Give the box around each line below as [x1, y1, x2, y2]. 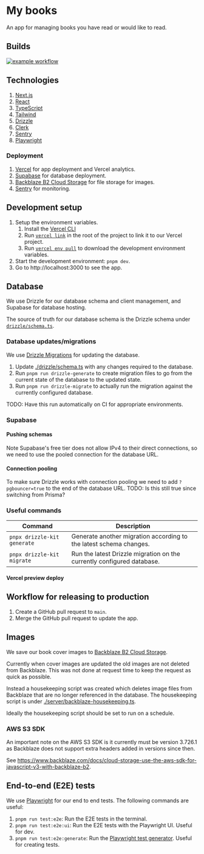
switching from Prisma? [6, 491, 66, 498]
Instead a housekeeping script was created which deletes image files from [6, 684, 192, 692]
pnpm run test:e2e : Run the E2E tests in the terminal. [15, 815, 148, 822]
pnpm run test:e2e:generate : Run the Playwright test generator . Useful [15, 834, 192, 842]
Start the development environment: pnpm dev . [15, 257, 131, 264]
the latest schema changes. [71, 540, 150, 548]
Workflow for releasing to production [6, 592, 149, 602]
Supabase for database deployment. [15, 171, 107, 179]
